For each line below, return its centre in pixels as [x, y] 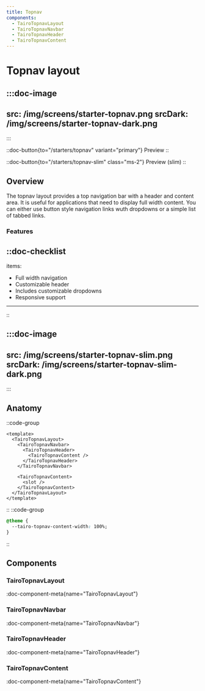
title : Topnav [24, 12]
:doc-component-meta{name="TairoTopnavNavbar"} [73, 623]
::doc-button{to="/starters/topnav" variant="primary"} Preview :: [88, 150]
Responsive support [40, 297]
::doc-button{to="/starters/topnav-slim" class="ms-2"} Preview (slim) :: [96, 162]
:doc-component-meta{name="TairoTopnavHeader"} [73, 652]
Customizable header [42, 284]
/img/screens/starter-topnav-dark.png [82, 123]
